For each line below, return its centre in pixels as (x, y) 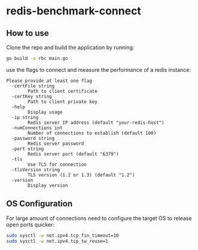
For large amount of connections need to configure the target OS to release (99, 218)
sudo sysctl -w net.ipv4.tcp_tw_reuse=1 (57, 241)
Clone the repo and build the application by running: (70, 47)
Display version (48, 185)
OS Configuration (39, 204)
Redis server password (56, 144)
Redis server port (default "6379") (73, 154)
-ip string (25, 117)
